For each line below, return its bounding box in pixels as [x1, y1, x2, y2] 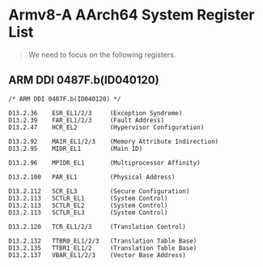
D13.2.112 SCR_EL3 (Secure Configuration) [8, 187, 190, 196]
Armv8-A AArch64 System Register [8, 6, 255, 24]
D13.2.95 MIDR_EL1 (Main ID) [8, 144, 143, 153]
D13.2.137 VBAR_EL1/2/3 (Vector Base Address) [8, 251, 186, 259]
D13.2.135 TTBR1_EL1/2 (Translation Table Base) [8, 243, 197, 252]
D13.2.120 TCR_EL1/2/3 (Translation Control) [8, 222, 186, 230]
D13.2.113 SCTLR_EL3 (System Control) [8, 209, 168, 217]
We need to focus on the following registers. [28, 50, 176, 59]
